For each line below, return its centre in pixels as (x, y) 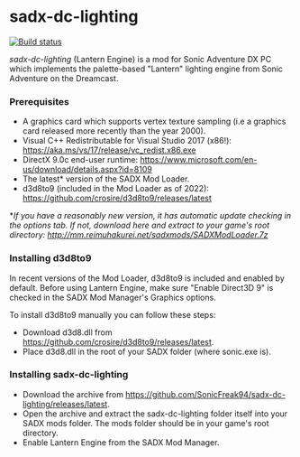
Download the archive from (73, 394)
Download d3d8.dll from (67, 332)
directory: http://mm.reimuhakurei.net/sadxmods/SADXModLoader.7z (139, 235)
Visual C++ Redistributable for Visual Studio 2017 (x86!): (127, 141)
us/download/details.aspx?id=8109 (87, 170)
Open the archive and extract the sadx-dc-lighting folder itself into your (155, 414)
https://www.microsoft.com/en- (199, 160)
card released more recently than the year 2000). (114, 131)
